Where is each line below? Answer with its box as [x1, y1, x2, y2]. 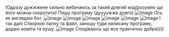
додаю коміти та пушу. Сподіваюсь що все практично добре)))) [5, 26, 164, 32]
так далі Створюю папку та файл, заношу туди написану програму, [5, 20, 153, 26]
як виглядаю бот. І [5, 15, 161, 21]
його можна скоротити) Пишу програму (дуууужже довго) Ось [5, 10, 163, 16]
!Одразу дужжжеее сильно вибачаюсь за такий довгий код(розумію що [5, 5, 163, 10]
